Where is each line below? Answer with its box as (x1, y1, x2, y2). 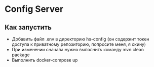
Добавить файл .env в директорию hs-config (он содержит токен (11, 36, 149, 42)
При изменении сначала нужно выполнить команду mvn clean (11, 47, 144, 52)
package (11, 52, 30, 58)
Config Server (4, 3, 64, 15)
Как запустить (4, 23, 52, 32)
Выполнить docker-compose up (11, 57, 78, 63)
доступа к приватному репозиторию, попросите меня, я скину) (11, 41, 146, 47)
